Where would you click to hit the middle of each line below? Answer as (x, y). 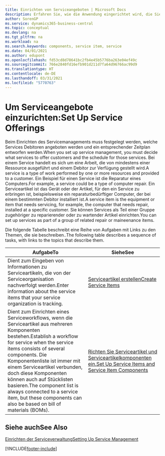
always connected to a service (43, 392)
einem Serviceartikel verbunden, (45, 367)
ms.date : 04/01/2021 (26, 51)
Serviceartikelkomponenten (120, 358)
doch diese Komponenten (37, 373)
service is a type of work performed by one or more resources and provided (82, 173)
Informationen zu (27, 267)
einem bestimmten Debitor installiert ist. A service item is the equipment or (80, 199)
